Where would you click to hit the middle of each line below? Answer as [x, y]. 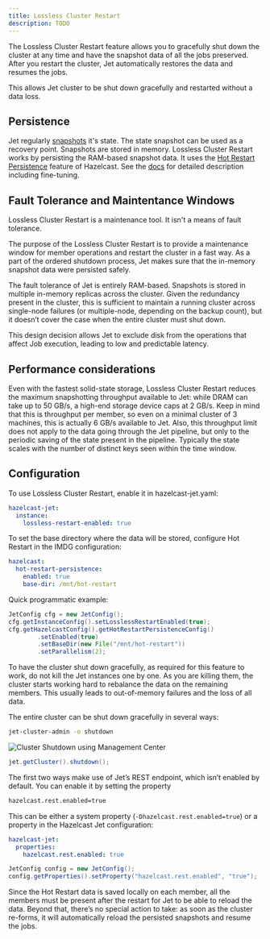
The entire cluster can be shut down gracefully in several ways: [114, 717]
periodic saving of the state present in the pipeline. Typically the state [124, 439]
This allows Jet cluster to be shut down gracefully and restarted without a [131, 87]
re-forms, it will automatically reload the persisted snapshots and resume [130, 918]
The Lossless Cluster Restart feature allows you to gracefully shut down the [134, 46]
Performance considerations [82, 369]
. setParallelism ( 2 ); [72, 652]
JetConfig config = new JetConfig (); [72, 869]
